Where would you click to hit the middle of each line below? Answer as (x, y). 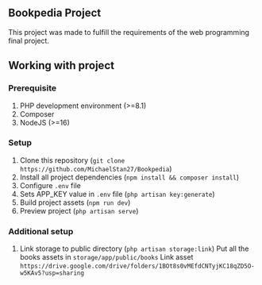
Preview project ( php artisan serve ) (79, 210)
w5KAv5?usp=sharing (52, 273)
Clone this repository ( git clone (72, 160)
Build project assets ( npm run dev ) (75, 202)
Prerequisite (33, 88)
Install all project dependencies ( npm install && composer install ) (129, 177)
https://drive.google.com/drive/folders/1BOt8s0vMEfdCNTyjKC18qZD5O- (137, 266)
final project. (29, 40)
